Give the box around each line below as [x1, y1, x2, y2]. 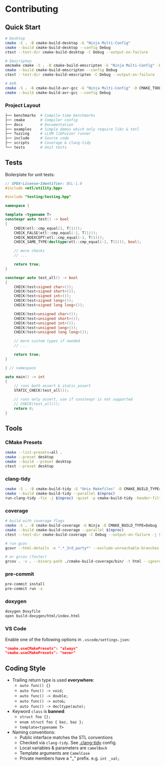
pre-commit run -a [5, 586, 43, 591]
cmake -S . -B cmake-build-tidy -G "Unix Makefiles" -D [5, 487, 122, 492]
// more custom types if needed [14, 339, 80, 344]
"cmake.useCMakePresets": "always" [5, 646, 78, 651]
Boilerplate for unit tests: [5, 171, 55, 177]
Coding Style [5, 664, 46, 672]
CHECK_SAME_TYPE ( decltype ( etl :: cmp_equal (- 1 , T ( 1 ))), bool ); [14, 240, 142, 245]
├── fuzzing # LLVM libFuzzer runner [5, 131, 91, 136]
